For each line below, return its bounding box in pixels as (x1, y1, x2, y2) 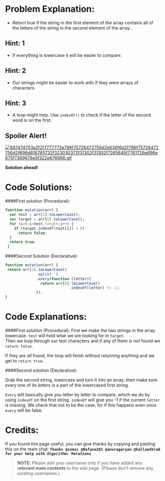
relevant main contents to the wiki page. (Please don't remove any (17, 465, 154, 471)
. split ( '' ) (36, 271, 58, 276)
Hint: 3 (5, 99, 26, 107)
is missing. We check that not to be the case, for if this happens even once (5, 402, 157, 408)
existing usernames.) (17, 470, 60, 476)
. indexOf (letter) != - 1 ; (68, 285, 120, 291)
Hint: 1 (5, 39, 25, 48)
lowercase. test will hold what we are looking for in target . (5, 332, 125, 338)
